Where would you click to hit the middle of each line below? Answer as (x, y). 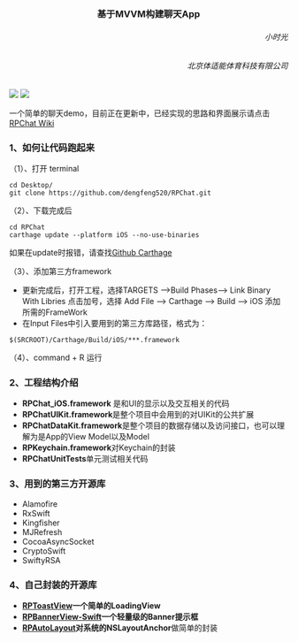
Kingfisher (41, 523)
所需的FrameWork (55, 312)
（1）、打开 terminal (44, 169)
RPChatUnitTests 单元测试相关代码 (85, 459)
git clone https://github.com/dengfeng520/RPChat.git (111, 193)
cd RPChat (27, 227)
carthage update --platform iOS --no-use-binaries (104, 235)
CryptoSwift (44, 551)
